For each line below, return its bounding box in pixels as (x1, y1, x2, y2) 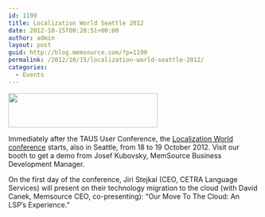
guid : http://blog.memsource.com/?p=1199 (8, 48, 148, 56)
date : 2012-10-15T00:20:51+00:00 (8, 26, 119, 34)
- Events (15, 71, 45, 79)
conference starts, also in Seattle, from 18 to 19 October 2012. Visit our (8, 142, 240, 152)
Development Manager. (8, 159, 85, 169)
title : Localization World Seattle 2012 (8, 19, 145, 27)
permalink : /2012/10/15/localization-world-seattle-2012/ (8, 56, 205, 64)
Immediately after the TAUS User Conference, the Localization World (8, 134, 233, 143)
